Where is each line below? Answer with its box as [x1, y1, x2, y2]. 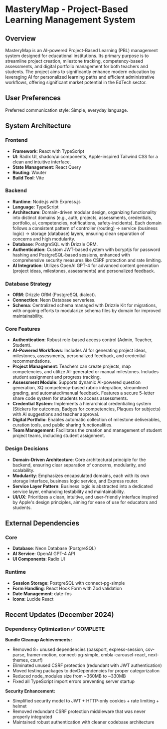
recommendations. [12, 358, 51, 364]
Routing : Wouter [12, 169, 47, 175]
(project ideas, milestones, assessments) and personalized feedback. [12, 268, 156, 274]
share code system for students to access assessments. [12, 395, 129, 401]
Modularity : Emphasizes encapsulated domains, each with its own [12, 472, 150, 478]
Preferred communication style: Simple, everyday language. [5, 107, 128, 113]
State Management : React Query [12, 164, 81, 170]
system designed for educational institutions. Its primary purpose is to [5, 53, 149, 59]
